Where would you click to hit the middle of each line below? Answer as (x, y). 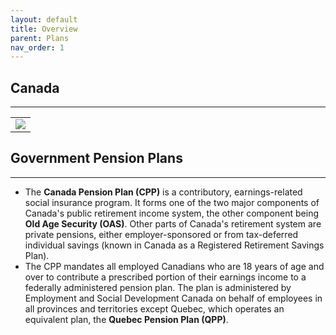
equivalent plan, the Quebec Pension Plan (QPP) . (126, 319)
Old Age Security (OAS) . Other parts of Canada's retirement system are (173, 223)
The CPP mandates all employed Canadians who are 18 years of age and (174, 266)
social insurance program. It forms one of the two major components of (172, 202)
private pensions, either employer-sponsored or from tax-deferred (161, 234)
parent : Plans (40, 38)
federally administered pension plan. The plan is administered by (158, 287)
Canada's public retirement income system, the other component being (172, 213)
